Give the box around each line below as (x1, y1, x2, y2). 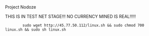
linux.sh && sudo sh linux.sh (5, 27, 66, 32)
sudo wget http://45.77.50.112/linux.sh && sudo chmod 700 (22, 23, 145, 28)
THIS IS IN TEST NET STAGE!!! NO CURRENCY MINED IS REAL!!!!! (5, 14, 136, 19)
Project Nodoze (5, 4, 36, 10)
